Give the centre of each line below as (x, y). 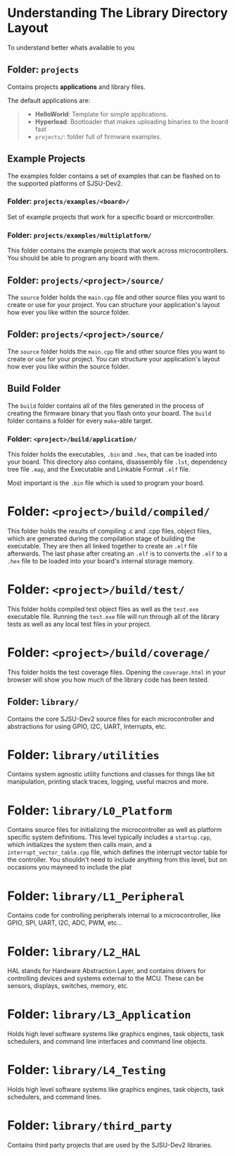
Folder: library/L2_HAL (74, 951)
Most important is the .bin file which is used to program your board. (106, 483)
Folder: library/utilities (83, 755)
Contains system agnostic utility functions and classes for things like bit (111, 774)
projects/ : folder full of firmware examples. (98, 136)
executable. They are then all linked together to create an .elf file (103, 546)
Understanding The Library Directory (118, 13)
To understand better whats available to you (71, 47)
